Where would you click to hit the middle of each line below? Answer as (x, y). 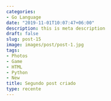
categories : (21, 12)
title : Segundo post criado (41, 84)
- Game (14, 61)
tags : (13, 50)
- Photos (17, 56)
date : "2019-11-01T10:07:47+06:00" (50, 23)
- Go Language (24, 17)
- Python (17, 72)
